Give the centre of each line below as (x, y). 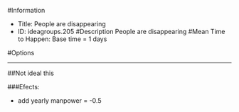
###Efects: (23, 87)
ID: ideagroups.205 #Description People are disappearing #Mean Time (121, 32)
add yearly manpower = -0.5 (59, 101)
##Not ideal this (31, 73)
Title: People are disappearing (62, 24)
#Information (26, 10)
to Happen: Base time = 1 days (62, 39)
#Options (21, 53)
